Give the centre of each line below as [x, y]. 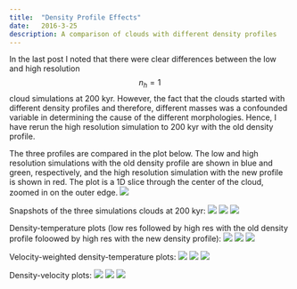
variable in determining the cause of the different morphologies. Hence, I [143, 117]
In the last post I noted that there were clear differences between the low [143, 60]
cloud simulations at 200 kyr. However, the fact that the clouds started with [147, 99]
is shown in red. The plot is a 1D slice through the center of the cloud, [137, 182]
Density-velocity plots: [50, 276]
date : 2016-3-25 [43, 26]
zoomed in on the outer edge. [64, 193]
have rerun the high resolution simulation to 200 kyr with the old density [141, 127]
